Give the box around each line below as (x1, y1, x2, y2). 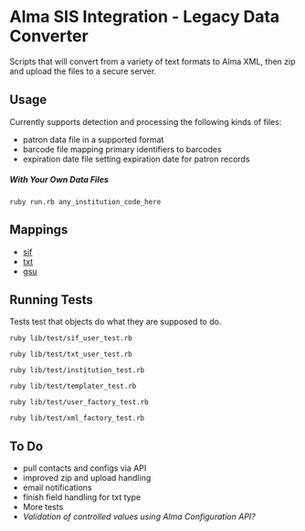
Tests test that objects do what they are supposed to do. (9, 317, 222, 328)
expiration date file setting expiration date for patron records (22, 153, 250, 164)
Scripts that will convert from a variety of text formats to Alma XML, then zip (9, 56, 296, 67)
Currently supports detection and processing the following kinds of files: (9, 116, 282, 127)
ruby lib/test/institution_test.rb (9, 366, 145, 375)
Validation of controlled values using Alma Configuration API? (22, 511, 256, 522)
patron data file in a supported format (22, 134, 164, 145)
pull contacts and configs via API (22, 463, 147, 474)
